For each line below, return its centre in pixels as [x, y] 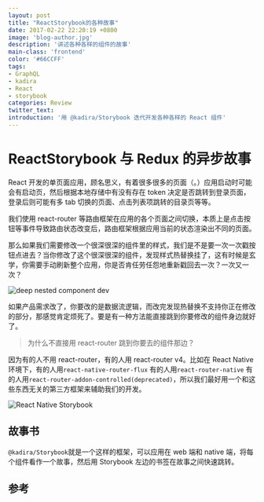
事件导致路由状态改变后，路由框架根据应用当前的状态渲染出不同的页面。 [139, 228]
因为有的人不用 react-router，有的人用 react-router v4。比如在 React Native [131, 359]
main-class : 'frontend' [47, 52]
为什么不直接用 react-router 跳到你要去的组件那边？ [111, 343]
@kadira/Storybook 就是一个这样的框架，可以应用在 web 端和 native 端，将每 [131, 452]
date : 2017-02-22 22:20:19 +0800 [63, 30]
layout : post [29, 15]
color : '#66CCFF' [37, 60]
